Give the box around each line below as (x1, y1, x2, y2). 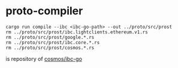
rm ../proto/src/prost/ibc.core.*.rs (5, 39, 100, 45)
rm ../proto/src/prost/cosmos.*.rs (5, 45, 95, 51)
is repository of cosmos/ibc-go (5, 55, 82, 62)
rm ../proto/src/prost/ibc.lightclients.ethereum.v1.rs (5, 29, 148, 35)
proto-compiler (5, 4, 83, 18)
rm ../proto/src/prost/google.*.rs (5, 34, 95, 40)
